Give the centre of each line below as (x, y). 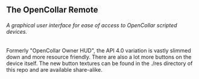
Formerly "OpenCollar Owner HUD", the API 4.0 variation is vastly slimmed (99, 50)
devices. (17, 31)
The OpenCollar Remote (52, 10)
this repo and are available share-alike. (54, 69)
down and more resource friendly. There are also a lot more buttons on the (99, 57)
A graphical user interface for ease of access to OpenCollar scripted (92, 25)
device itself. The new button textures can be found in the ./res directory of (99, 63)
